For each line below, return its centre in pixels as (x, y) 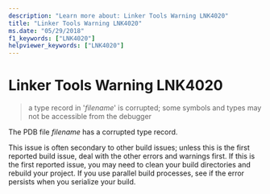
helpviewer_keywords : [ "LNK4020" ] (66, 46)
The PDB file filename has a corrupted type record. (93, 132)
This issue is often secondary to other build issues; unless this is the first (129, 148)
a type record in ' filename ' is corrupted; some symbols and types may (145, 108)
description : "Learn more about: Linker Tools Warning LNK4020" (118, 16)
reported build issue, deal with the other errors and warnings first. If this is (132, 156)
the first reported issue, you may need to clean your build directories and (130, 165)
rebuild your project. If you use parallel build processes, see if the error (126, 173)
